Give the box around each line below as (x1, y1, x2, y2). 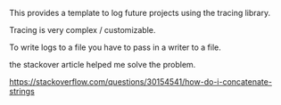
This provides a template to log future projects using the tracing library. (9, 8, 270, 18)
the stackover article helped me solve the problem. (9, 60, 196, 69)
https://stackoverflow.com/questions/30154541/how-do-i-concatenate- (9, 77, 272, 87)
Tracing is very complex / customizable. (9, 25, 156, 35)
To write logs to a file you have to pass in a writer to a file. (9, 42, 221, 52)
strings (9, 86, 36, 96)
